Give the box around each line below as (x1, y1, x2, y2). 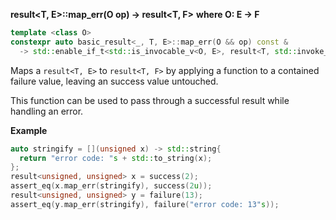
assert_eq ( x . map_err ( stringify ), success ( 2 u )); (10, 181, 213, 191)
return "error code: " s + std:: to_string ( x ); (19, 153, 213, 163)
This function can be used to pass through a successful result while (10, 94, 290, 106)
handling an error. (10, 105, 84, 117)
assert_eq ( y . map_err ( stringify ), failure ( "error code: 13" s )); (10, 199, 280, 209)
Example (10, 124, 48, 136)
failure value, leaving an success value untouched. (10, 75, 219, 87)
